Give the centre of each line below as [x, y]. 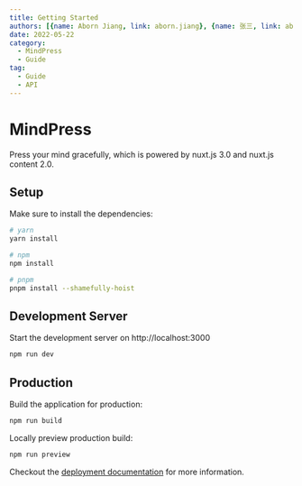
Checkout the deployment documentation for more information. [127, 472]
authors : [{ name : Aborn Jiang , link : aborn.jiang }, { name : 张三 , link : [146, 26]
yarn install [34, 239]
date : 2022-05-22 [42, 34]
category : [28, 43]
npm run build [36, 421]
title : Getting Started [54, 18]
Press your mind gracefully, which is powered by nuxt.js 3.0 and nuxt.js [142, 154]
